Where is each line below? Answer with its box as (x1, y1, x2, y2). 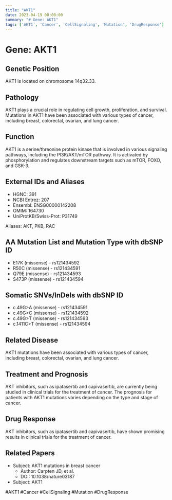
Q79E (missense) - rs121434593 (12, 271, 81, 277)
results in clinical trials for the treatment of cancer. (5, 434, 112, 440)
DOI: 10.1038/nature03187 (20, 473, 75, 479)
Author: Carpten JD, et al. (20, 468, 74, 474)
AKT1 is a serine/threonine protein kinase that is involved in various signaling (5, 146, 167, 152)
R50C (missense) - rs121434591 (12, 265, 81, 271)
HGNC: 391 (12, 191, 37, 197)
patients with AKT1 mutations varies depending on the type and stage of (5, 394, 158, 400)
